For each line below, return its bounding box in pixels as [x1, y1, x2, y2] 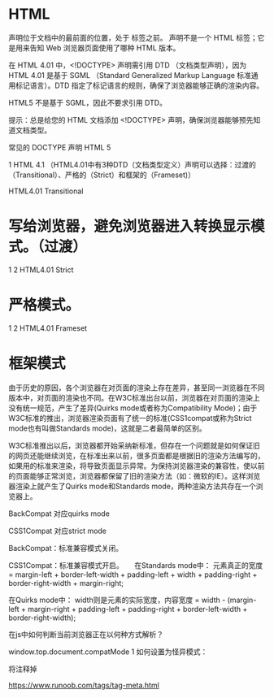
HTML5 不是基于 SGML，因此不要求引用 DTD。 [8, 98, 167, 107]
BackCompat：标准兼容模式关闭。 [8, 543, 124, 553]
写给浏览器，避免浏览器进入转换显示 [8, 217, 251, 236]
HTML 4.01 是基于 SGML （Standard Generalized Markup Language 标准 [8, 70, 252, 80]
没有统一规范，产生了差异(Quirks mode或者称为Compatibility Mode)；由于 [8, 403, 258, 413]
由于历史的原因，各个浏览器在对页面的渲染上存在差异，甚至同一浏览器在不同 [8, 383, 265, 392]
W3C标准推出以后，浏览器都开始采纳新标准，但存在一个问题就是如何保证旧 [8, 440, 260, 450]
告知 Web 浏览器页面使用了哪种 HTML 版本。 [29, 42, 180, 53]
